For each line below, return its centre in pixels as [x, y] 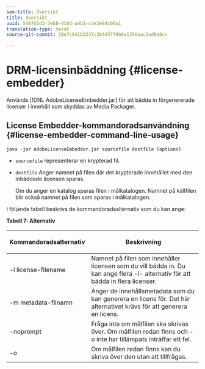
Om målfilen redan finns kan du [136, 349]
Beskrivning [143, 242]
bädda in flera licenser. [124, 281]
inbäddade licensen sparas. [50, 179]
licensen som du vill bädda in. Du [138, 266]
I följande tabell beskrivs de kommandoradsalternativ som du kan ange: [96, 209]
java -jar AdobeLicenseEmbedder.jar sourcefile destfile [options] [94, 149]
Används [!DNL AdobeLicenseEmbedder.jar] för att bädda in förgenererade [101, 100]
